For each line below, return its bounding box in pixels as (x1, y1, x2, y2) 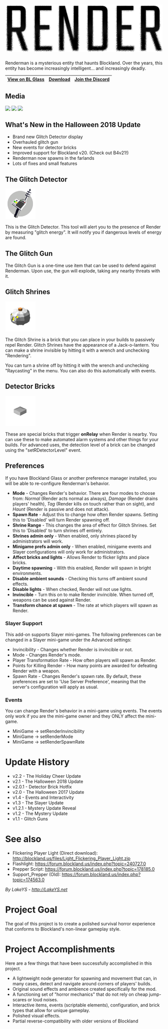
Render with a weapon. (12, 668, 60, 674)
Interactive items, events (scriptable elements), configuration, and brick (12, 1002, 160, 1008)
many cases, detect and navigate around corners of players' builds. (12, 980, 151, 986)
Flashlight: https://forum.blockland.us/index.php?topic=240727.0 (12, 861, 146, 867)
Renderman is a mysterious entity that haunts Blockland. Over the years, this (5, 60, 163, 66)
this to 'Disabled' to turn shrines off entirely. (12, 527, 103, 534)
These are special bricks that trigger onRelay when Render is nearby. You (5, 431, 157, 437)
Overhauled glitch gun (12, 139, 58, 145)
